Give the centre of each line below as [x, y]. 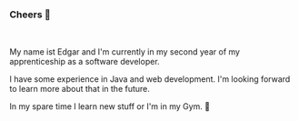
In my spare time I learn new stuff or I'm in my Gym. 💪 [110, 106]
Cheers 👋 [30, 15]
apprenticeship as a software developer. [85, 62]
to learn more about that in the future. [80, 89]
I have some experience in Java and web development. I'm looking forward [150, 79]
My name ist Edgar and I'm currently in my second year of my [125, 52]
